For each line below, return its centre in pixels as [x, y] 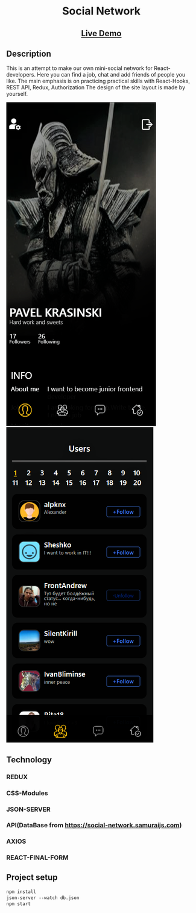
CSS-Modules [27, 793]
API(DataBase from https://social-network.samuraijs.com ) [94, 826]
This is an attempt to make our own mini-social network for [79, 68]
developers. [21, 75]
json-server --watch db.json [43, 898]
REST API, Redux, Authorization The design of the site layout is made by [96, 87]
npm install [21, 892]
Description [29, 53]
